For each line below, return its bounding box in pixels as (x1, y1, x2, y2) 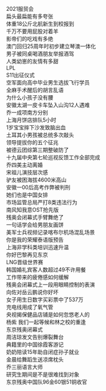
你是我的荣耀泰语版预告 (6, 236, 64, 243)
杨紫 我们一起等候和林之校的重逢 (6, 319, 86, 325)
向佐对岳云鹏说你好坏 (6, 289, 58, 295)
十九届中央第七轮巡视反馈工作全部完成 (6, 154, 100, 160)
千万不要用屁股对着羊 (6, 28, 58, 35)
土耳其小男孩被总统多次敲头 (6, 131, 74, 138)
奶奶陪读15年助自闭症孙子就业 (6, 348, 79, 355)
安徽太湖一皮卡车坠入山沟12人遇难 (6, 101, 91, 108)
